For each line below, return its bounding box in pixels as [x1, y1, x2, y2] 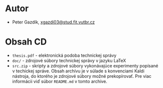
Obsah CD [5, 36, 47, 47]
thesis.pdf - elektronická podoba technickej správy [12, 52, 117, 58]
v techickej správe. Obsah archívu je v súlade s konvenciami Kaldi [12, 68, 145, 74]
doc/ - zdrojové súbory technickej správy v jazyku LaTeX [12, 57, 126, 64]
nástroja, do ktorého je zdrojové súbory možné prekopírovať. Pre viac [12, 73, 152, 79]
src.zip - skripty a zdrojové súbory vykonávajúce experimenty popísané [12, 63, 159, 68]
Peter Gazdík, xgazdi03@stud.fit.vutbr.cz [12, 19, 95, 25]
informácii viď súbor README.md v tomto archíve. [12, 78, 107, 84]
